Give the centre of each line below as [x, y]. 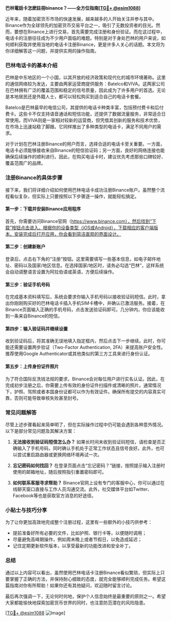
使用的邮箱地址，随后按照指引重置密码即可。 [60, 472]
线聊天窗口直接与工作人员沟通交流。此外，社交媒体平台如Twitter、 [82, 489]
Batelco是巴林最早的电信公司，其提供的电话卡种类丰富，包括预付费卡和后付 [84, 107]
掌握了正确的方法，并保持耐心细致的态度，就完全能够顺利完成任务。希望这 [88, 579]
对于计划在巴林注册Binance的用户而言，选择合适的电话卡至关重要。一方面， [85, 144]
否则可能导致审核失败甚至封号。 [48, 398]
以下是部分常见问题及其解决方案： [41, 431]
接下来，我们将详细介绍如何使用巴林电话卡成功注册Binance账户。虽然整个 [83, 190]
